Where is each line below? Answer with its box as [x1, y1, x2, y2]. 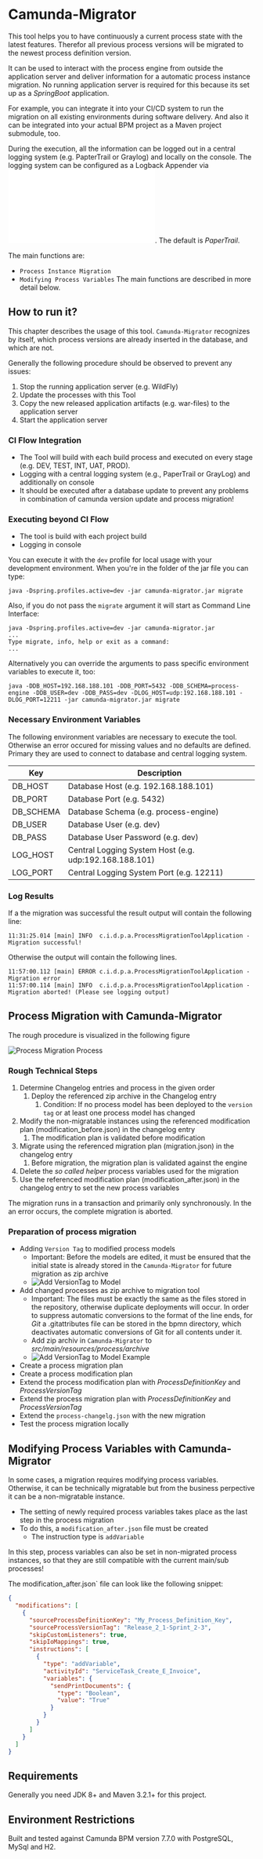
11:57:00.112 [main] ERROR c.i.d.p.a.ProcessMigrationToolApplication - [8, 967, 250, 975]
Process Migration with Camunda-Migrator [8, 1010, 222, 1023]
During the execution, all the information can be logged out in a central [8, 144, 236, 153]
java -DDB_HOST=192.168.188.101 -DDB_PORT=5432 [8, 682, 167, 690]
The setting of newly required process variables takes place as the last [19, 1507, 248, 1517]
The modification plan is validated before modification [31, 1133, 206, 1143]
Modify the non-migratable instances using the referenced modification [19, 1116, 250, 1126]
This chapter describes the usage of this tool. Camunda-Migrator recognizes [8, 326, 250, 335]
